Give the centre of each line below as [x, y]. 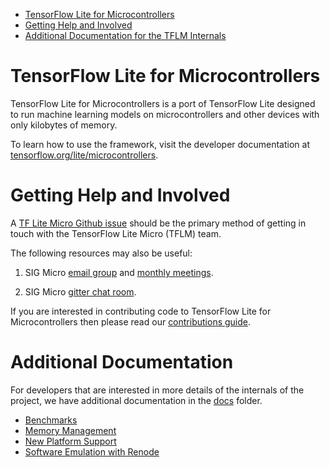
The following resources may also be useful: [101, 253]
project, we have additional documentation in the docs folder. [136, 400]
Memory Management [70, 430]
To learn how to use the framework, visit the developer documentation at [160, 144]
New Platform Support [70, 441]
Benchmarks [51, 420]
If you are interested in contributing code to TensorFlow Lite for [141, 311]
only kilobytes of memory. [64, 125]
